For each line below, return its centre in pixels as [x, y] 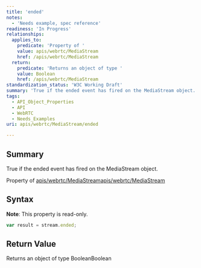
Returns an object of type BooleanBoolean [59, 258]
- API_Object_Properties [43, 102]
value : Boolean [36, 74]
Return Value [31, 244]
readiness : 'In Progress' [39, 29]
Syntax [20, 199]
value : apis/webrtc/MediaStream [58, 51]
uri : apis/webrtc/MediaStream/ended [52, 125]
